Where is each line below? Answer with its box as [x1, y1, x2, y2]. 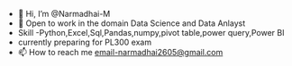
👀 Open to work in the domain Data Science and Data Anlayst [17, 18, 246, 29]
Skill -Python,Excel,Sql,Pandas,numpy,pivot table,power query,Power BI [17, 28, 285, 37]
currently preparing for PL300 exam [17, 37, 151, 47]
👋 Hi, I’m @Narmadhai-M [17, 9, 111, 19]
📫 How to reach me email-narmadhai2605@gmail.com [17, 47, 224, 57]
